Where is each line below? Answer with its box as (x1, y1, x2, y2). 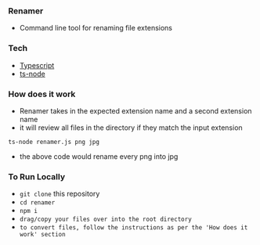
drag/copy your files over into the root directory (19, 215, 192, 224)
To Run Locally (8, 171, 65, 182)
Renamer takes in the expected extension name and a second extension (19, 106, 252, 115)
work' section (19, 231, 66, 239)
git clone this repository (19, 189, 100, 199)
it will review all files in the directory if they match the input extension (19, 123, 243, 132)
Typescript (19, 60, 55, 70)
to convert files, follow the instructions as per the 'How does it (19, 224, 248, 232)
